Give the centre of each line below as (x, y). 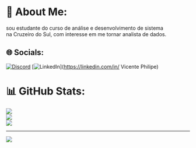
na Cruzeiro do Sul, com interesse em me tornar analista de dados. (86, 34)
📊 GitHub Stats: (46, 91)
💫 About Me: (37, 12)
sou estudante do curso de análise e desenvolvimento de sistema (85, 28)
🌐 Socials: (25, 53)
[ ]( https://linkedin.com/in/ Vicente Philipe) (95, 66)
